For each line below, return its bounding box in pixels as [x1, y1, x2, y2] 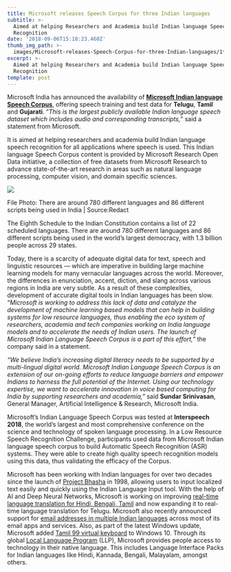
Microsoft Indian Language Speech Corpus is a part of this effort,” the [7, 335, 206, 343]
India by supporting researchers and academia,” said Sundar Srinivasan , [7, 392, 216, 400]
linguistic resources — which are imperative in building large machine [7, 262, 204, 270]
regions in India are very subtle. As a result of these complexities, [7, 284, 192, 292]
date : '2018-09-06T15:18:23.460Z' [7, 36, 107, 43]
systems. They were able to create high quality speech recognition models [7, 449, 219, 458]
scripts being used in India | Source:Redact [7, 206, 129, 214]
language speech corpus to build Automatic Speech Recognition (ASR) [7, 442, 208, 451]
